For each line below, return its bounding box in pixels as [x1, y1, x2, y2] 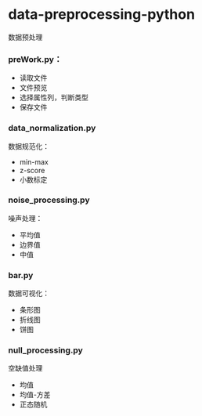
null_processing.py [8, 345, 84, 356]
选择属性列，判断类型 [19, 92, 88, 103]
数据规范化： [8, 141, 49, 150]
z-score [19, 165, 45, 175]
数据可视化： [8, 288, 49, 298]
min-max [19, 157, 49, 166]
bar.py [8, 269, 34, 280]
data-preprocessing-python [8, 5, 196, 24]
